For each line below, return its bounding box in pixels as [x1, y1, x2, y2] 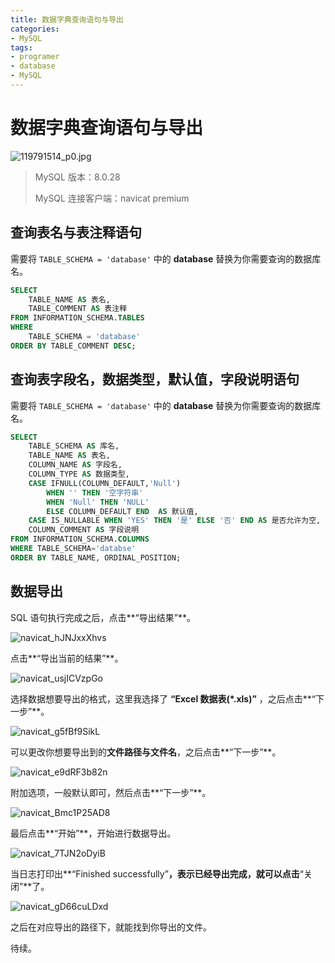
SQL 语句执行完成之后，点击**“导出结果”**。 [10, 611, 196, 623]
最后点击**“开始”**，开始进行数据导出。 [10, 827, 177, 839]
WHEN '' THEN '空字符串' [46, 487, 144, 498]
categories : [10, 24, 60, 34]
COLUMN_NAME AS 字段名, [28, 460, 123, 470]
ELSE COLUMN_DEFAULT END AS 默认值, [46, 506, 199, 516]
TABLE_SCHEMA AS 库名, [28, 441, 120, 451]
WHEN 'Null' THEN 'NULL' [46, 497, 150, 507]
